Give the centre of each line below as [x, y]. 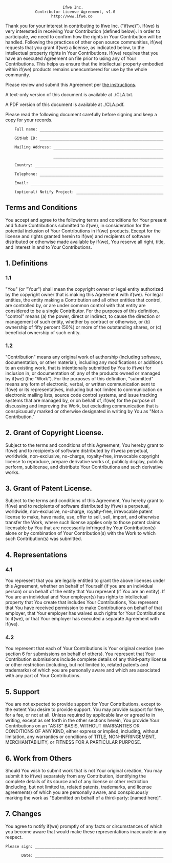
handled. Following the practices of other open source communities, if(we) [84, 42]
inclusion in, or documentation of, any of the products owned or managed [83, 373]
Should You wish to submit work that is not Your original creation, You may [84, 771]
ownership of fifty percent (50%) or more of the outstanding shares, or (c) [83, 327]
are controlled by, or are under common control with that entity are [76, 305]
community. [18, 75]
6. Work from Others [39, 758]
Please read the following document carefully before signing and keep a [81, 114]
